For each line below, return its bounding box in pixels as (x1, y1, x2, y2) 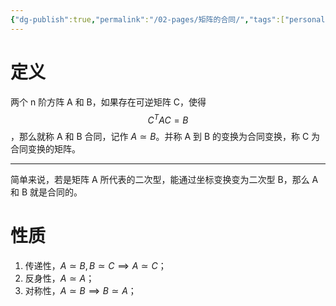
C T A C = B (147, 112, 189, 126)
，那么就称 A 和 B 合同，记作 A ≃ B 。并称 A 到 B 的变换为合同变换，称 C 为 (10, 131, 321, 143)
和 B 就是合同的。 (10, 186, 83, 198)
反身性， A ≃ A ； (24, 272, 95, 285)
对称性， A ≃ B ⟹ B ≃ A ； (24, 285, 137, 297)
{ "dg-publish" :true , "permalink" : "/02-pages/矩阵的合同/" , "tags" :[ (10, 14, 285, 25)
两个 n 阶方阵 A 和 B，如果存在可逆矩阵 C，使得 (10, 96, 207, 108)
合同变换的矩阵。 (10, 143, 81, 155)
